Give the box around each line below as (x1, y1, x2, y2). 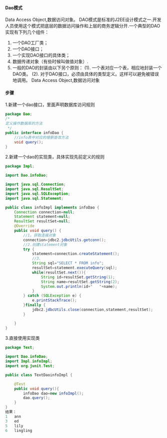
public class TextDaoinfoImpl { (5, 372, 72, 377)
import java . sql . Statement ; (5, 195, 64, 201)
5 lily (5, 423, 23, 428)
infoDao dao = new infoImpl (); (23, 390, 84, 396)
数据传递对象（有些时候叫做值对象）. (12, 58, 88, 64)
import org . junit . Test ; (5, 363, 55, 368)
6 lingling (5, 428, 32, 433)
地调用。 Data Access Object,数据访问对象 (12, 77, 100, 83)
